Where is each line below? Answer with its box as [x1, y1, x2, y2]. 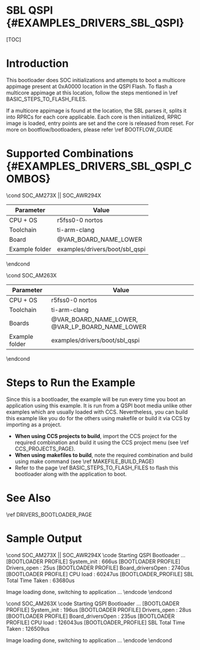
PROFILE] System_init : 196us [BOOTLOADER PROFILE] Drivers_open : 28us [6, 606, 192, 613]
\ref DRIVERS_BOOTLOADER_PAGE [6, 511, 92, 518]
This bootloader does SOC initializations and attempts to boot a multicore [6, 76, 186, 83]
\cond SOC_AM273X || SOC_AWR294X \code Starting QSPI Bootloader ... [6, 551, 186, 558]
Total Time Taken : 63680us [6, 577, 75, 584]
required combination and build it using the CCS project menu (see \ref [14, 439, 189, 446]
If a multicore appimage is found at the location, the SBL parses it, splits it [6, 107, 187, 114]
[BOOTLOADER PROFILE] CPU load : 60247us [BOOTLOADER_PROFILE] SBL [6, 570, 194, 577]
